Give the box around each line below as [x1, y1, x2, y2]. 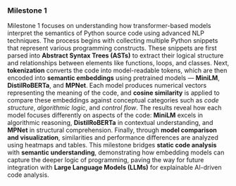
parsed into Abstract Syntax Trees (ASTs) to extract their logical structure [7, 51, 224, 60]
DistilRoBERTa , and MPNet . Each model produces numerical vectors [7, 81, 207, 90]
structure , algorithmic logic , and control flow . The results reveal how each [7, 104, 222, 112]
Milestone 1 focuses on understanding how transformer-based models [7, 22, 211, 30]
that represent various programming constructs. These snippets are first [7, 44, 217, 53]
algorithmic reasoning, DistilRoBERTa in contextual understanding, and [7, 119, 213, 127]
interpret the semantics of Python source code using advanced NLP [7, 29, 204, 37]
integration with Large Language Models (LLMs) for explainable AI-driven [7, 164, 222, 172]
